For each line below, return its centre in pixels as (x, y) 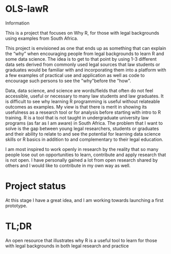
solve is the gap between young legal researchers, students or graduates (82, 129)
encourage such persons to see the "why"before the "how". (68, 81)
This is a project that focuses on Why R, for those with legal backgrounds (82, 33)
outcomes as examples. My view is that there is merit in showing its (76, 107)
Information (17, 23)
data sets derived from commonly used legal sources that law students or (83, 64)
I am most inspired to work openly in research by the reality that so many (82, 149)
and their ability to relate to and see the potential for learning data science (83, 134)
